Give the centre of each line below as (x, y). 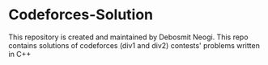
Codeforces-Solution (81, 15)
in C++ (20, 54)
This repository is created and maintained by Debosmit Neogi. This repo (128, 37)
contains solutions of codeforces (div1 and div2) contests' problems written (134, 45)
